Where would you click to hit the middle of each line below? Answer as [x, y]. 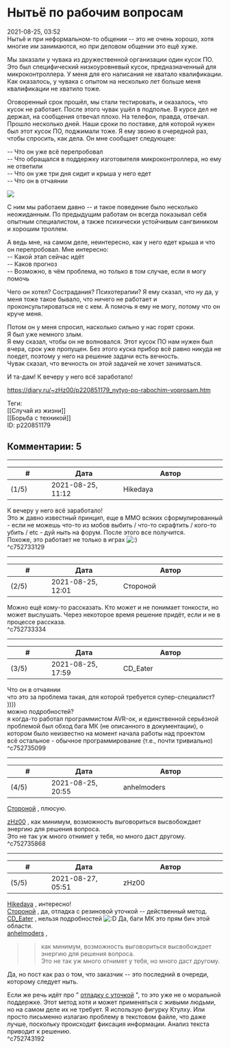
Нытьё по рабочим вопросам [95, 13]
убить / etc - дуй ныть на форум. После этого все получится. [96, 532]
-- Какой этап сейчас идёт [46, 257]
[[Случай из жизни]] [37, 410]
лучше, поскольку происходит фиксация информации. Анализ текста [108, 1024]
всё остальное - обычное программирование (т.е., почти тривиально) [110, 740]
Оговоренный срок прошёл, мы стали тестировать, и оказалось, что [107, 102]
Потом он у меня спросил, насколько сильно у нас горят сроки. [101, 326]
